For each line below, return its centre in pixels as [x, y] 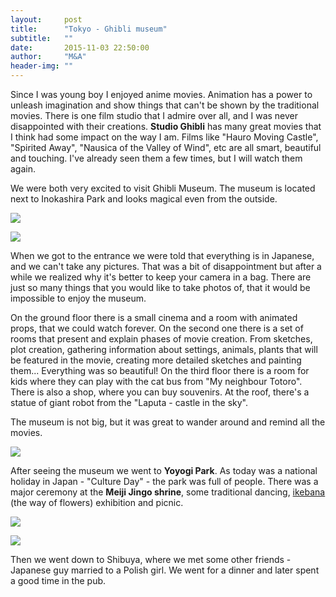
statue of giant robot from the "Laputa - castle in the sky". [129, 402]
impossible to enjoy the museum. [78, 298]
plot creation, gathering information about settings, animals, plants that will [164, 349]
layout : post [46, 19]
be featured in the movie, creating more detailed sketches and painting [156, 360]
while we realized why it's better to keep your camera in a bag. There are [161, 277]
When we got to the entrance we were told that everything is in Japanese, [162, 255]
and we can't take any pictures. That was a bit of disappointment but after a [166, 266]
